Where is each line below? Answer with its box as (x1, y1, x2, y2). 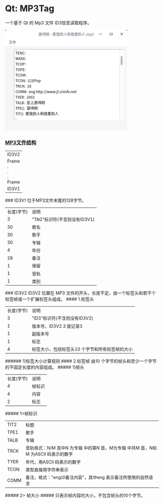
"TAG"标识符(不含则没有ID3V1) (31, 216, 95, 222)
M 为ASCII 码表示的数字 (25, 451, 73, 457)
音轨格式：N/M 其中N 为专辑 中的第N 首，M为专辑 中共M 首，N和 (25, 445, 157, 451)
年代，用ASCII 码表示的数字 (25, 459, 81, 465)
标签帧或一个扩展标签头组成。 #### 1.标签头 (5, 296, 94, 302)
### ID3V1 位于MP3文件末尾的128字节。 (5, 197, 86, 203)
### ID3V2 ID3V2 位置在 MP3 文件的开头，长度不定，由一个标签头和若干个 (5, 290, 156, 296)
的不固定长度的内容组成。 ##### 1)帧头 (5, 364, 84, 370)
